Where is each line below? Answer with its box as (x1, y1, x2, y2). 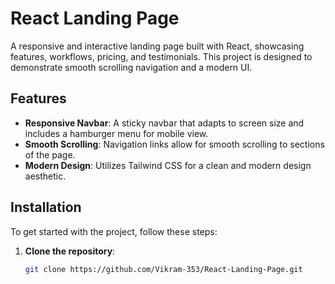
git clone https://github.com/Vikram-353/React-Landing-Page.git (24, 264, 303, 274)
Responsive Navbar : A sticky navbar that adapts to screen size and (24, 117, 305, 129)
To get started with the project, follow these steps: (10, 225, 218, 237)
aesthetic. (24, 170, 67, 182)
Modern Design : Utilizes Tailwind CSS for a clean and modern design (24, 159, 312, 171)
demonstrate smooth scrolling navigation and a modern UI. (10, 61, 253, 73)
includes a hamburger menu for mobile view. (24, 127, 209, 139)
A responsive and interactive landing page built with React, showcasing (10, 40, 305, 52)
